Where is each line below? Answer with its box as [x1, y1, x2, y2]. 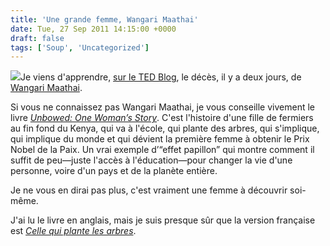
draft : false [10, 33, 65, 43]
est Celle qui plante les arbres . [10, 225, 137, 237]
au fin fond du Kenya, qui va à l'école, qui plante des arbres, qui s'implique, [10, 122, 320, 135]
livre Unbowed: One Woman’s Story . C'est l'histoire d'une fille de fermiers [10, 112, 314, 124]
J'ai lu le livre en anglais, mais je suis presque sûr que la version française [10, 214, 316, 226]
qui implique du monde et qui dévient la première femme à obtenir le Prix [10, 133, 310, 145]
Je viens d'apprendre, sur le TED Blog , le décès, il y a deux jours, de [20, 71, 302, 83]
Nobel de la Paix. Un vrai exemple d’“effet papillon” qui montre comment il [10, 144, 315, 156]
